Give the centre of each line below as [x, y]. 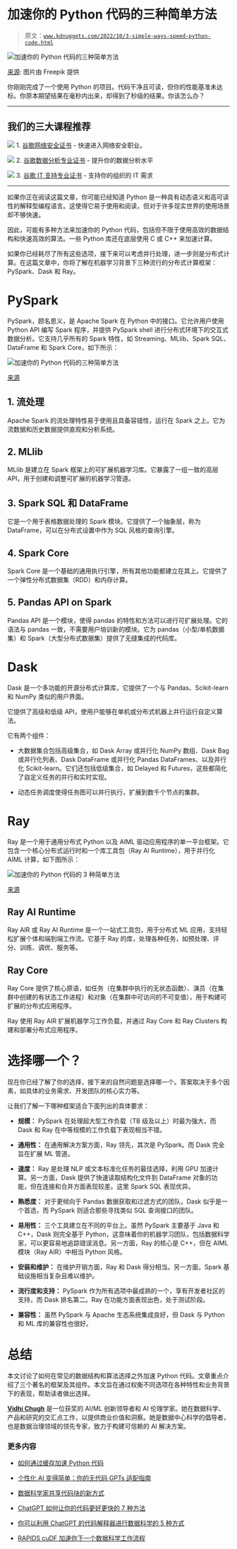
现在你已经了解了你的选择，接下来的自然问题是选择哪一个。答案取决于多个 [115, 1082]
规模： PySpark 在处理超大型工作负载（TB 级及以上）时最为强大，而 [117, 1121]
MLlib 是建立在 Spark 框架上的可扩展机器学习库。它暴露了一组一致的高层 [113, 470]
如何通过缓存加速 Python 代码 [61, 1463]
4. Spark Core [38, 553]
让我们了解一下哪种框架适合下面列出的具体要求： [78, 1106]
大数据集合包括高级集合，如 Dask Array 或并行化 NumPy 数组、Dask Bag [123, 750]
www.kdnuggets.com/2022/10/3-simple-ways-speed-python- [127, 36]
